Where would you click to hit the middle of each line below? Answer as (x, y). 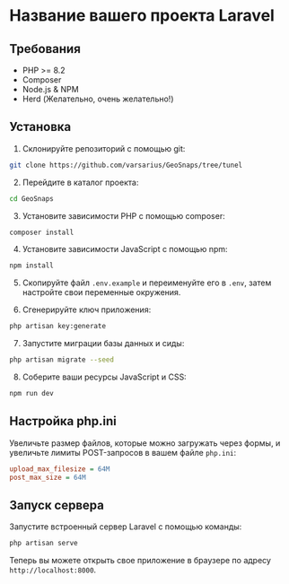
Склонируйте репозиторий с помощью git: (104, 148)
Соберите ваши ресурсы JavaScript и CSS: (104, 377)
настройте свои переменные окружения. (101, 292)
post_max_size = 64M (48, 477)
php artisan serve (44, 544)
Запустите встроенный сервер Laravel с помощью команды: (126, 527)
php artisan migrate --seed (62, 360)
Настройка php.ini (63, 421)
